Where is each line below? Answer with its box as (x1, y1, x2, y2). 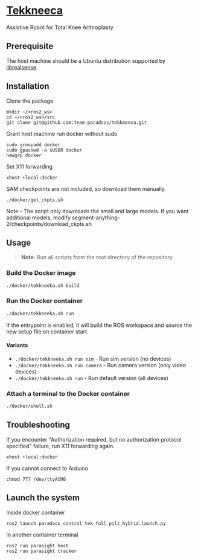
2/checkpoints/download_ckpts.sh (6, 220, 92, 227)
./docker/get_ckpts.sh (6, 197, 63, 203)
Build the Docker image (6, 269, 76, 277)
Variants (6, 342, 28, 349)
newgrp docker (6, 152, 42, 158)
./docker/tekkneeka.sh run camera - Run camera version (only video (14, 361, 186, 369)
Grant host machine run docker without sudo (6, 130, 118, 137)
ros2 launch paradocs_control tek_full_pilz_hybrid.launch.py (6, 520, 166, 526)
